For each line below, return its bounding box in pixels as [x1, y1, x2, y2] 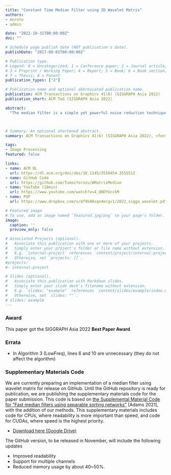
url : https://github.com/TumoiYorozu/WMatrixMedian [10, 180, 122, 185]
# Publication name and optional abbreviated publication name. [5, 87, 145, 92]
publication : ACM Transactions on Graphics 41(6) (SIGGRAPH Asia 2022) [5, 92, 160, 97]
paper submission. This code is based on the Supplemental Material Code [5, 396, 160, 403]
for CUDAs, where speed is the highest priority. [5, 418, 104, 424]
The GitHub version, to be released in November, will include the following [5, 438, 161, 444]
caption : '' [10, 222, 36, 227]
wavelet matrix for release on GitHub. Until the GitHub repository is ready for [5, 385, 166, 391]
